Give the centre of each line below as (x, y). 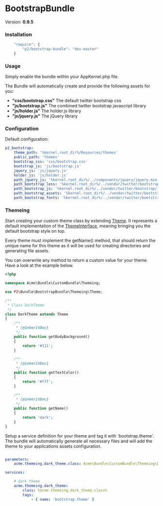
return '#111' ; (38, 346)
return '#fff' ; (38, 382)
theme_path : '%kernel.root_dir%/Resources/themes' (66, 153)
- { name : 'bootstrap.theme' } (63, 499)
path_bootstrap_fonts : (37, 198)
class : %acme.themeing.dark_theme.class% (65, 490)
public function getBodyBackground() (52, 337)
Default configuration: (27, 139)
